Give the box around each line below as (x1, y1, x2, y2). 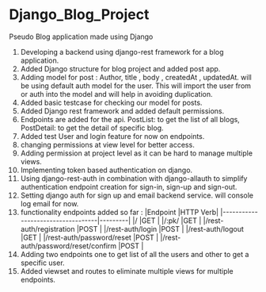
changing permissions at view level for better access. (20, 140, 195, 149)
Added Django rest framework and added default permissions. (20, 106, 225, 116)
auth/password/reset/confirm (20, 240, 117, 251)
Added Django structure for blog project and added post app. (20, 63, 221, 73)
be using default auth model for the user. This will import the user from (20, 81, 252, 90)
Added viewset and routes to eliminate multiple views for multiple (20, 266, 234, 275)
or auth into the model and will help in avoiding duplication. (20, 89, 213, 98)
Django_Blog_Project (9, 6, 150, 24)
